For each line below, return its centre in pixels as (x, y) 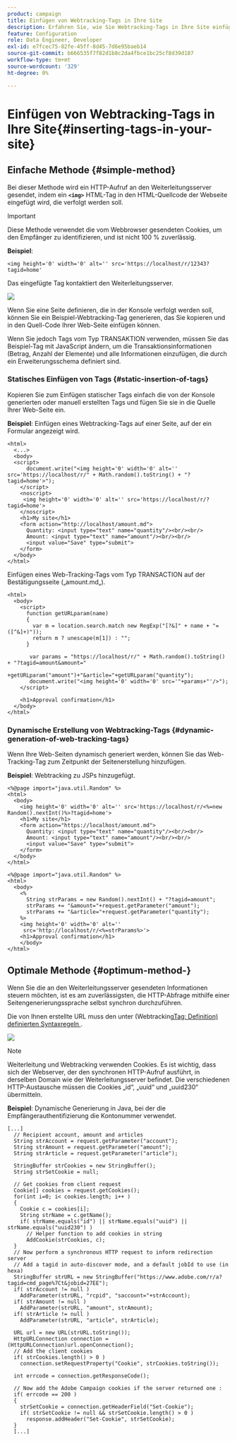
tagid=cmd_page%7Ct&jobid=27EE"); (58, 1283)
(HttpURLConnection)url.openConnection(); (71, 1345)
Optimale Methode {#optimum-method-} (99, 971)
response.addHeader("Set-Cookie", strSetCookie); (100, 1419)
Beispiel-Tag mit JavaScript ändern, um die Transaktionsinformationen (110, 346)
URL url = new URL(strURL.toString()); (72, 1332)
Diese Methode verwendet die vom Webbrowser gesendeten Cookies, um (115, 230)
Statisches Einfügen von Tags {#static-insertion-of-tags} (108, 379)
